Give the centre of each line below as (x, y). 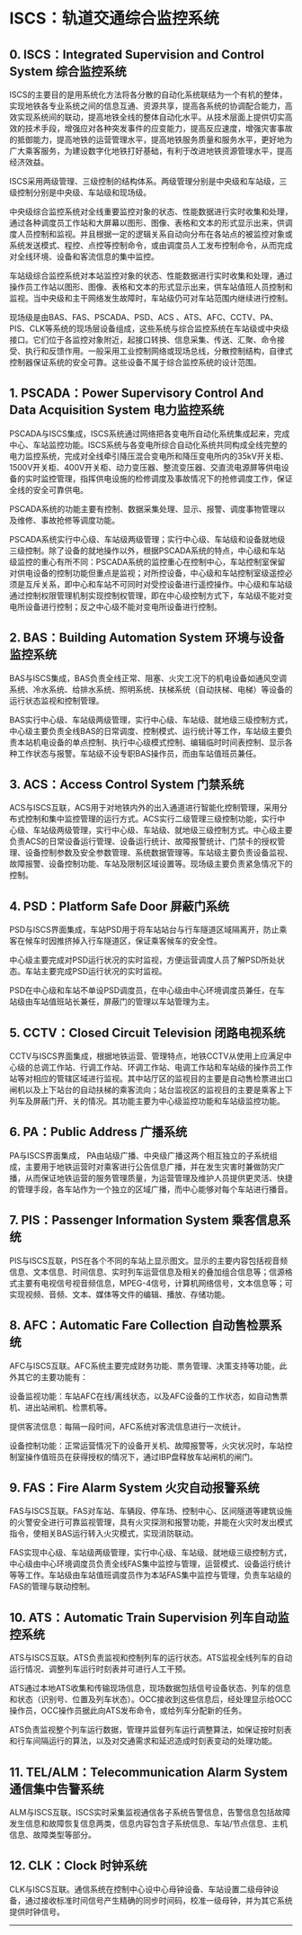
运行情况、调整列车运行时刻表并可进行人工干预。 (100, 1669)
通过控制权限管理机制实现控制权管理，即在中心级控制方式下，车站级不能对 (147, 596)
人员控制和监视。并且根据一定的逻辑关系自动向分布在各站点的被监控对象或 (155, 234)
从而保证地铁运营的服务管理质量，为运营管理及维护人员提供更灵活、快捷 (159, 1178)
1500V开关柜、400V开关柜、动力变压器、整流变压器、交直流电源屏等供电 (145, 467)
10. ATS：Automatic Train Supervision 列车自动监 (149, 1617)
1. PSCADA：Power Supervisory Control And (137, 394)
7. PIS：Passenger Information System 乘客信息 (144, 1220)
